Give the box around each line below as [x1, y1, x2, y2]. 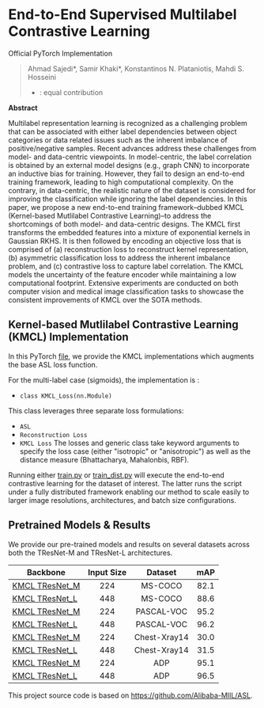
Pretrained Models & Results [8, 519, 151, 532]
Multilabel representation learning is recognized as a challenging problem [8, 118, 247, 128]
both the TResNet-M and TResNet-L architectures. [8, 548, 173, 558]
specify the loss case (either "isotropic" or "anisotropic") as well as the [19, 446, 251, 456]
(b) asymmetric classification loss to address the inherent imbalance [8, 253, 231, 262]
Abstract [8, 103, 38, 112]
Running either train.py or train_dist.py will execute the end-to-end [8, 470, 225, 480]
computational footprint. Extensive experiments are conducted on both [8, 278, 239, 287]
